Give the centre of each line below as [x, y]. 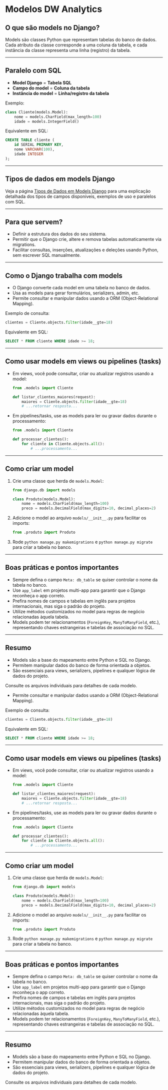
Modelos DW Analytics [54, 9]
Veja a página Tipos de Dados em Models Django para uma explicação [78, 191]
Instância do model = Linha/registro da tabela [60, 93]
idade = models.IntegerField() [47, 121]
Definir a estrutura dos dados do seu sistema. [59, 234]
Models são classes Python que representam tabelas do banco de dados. [81, 39]
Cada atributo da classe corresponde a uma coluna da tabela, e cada [76, 45]
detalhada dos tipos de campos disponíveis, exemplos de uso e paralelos [80, 196]
